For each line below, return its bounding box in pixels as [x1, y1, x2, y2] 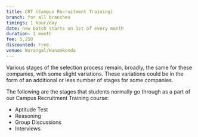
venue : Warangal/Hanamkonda [6, 48, 76, 54]
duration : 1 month [6, 31, 52, 37]
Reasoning [14, 112, 42, 119]
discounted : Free [6, 42, 49, 48]
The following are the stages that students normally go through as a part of [6, 88, 191, 95]
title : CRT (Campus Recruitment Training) [6, 8, 113, 15]
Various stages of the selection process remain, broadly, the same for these [6, 64, 193, 71]
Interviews [14, 124, 41, 132]
